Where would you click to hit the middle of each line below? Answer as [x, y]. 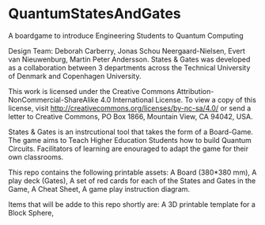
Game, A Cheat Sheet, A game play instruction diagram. [99, 189]
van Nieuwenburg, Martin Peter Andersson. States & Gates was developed [129, 59]
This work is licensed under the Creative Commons [92, 91]
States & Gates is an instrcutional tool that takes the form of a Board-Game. [131, 132]
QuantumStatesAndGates [95, 14]
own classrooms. [36, 157]
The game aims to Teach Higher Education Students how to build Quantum [130, 140]
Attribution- [195, 91]
